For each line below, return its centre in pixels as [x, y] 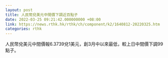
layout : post [19, 10]
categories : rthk [24, 29]
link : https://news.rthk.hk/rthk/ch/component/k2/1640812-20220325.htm [82, 24]
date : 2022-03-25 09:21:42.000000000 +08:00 [53, 19]
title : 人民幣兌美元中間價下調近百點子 [42, 15]
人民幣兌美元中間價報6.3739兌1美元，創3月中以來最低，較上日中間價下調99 [84, 44]
